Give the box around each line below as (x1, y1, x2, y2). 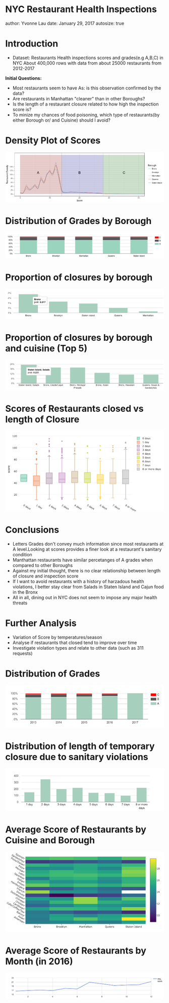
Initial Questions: (5, 75, 42, 81)
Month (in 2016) (5, 956, 73, 967)
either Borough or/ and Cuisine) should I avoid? (12, 117, 111, 123)
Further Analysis (5, 617, 77, 629)
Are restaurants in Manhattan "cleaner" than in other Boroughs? (12, 95, 145, 101)
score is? (12, 106, 32, 112)
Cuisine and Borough (5, 834, 95, 846)
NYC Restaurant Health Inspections (5, 4, 157, 15)
